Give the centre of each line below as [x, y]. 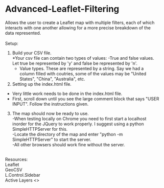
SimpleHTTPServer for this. [40, 129]
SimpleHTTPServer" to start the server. [52, 139]
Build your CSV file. [32, 53]
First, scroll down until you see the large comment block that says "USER [85, 98]
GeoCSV [14, 169]
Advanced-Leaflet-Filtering [62, 9]
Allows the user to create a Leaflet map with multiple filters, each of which [80, 23]
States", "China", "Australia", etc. [52, 79]
